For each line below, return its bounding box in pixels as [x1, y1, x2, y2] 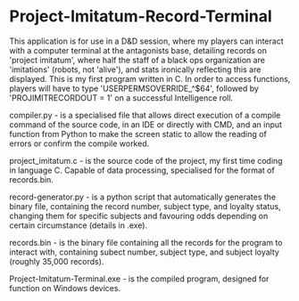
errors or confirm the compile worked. [9, 138, 150, 149]
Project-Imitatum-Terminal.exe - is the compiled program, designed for [9, 273, 270, 284]
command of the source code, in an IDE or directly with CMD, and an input [9, 118, 283, 130]
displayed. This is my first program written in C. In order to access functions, [9, 73, 291, 84]
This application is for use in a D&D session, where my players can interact [9, 36, 284, 46]
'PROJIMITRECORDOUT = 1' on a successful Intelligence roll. [9, 92, 234, 103]
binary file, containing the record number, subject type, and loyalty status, [9, 200, 281, 211]
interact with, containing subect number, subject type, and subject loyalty [9, 247, 279, 257]
